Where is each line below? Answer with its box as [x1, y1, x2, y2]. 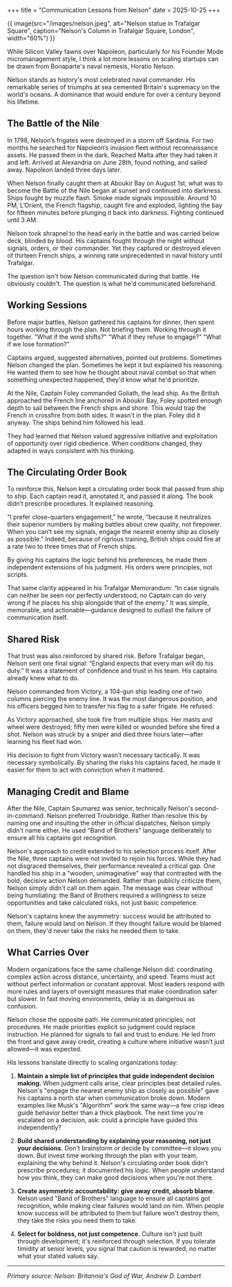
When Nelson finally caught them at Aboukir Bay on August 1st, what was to [7, 179, 223, 187]
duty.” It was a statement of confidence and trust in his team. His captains [7, 666, 217, 675]
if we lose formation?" [7, 339, 70, 348]
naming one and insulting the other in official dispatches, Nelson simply [7, 819, 211, 827]
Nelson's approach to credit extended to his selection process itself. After [7, 847, 217, 855]
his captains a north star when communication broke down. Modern [17, 1094, 211, 1102]
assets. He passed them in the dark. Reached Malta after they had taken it [7, 150, 217, 159]
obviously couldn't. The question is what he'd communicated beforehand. [7, 279, 217, 287]
